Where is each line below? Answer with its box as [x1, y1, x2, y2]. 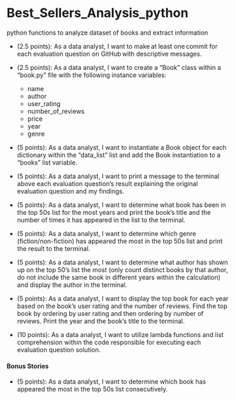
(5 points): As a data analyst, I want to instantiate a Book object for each [16, 143, 227, 151]
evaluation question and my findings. [16, 187, 125, 195]
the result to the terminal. [16, 244, 90, 252]
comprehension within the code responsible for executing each [16, 338, 201, 346]
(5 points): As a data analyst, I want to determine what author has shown [16, 258, 228, 266]
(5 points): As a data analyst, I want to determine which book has [16, 377, 206, 386]
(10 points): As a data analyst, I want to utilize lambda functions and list [16, 330, 224, 339]
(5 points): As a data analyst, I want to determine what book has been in [16, 200, 227, 209]
